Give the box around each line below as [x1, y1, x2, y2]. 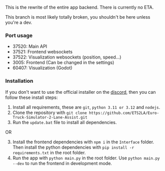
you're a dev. [5, 20, 33, 25]
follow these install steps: [5, 94, 58, 100]
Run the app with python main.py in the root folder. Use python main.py [12, 155, 160, 161]
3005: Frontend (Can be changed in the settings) [12, 60, 115, 66]
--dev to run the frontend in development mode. [12, 160, 113, 166]
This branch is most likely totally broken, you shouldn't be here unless [5, 14, 150, 20]
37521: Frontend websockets [12, 49, 73, 55]
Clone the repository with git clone [12, 109, 87, 116]
